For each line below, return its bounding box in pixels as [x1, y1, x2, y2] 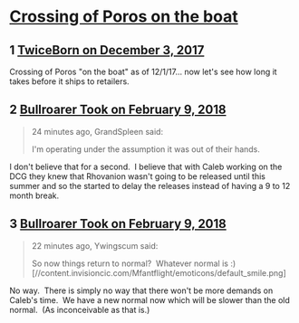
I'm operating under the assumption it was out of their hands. [31, 143, 261, 155]
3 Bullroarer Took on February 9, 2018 [9, 216, 227, 232]
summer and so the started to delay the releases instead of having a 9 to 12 [9, 180, 291, 191]
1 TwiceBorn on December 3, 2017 [9, 43, 205, 58]
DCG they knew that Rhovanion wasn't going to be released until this [9, 170, 265, 182]
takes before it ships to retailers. [9, 76, 130, 87]
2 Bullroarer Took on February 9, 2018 [9, 102, 227, 118]
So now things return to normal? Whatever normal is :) [31, 258, 236, 269]
